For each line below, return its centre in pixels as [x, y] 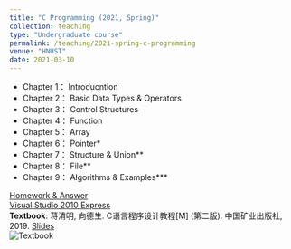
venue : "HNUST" [38, 52]
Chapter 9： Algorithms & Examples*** [95, 177]
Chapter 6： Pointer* [61, 143]
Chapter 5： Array [56, 132]
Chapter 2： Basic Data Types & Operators [102, 98]
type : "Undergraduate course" [66, 34]
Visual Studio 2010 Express [60, 205]
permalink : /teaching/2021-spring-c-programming [103, 43]
